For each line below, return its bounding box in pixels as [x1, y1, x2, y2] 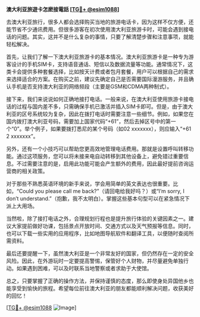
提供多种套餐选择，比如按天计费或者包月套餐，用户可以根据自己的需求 [21, 68, 194, 75]
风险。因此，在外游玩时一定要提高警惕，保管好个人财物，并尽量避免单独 [6, 258, 183, 264]
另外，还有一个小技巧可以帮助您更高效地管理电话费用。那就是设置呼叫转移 [6, 145, 189, 152]
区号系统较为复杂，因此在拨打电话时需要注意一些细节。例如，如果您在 [21, 110, 194, 118]
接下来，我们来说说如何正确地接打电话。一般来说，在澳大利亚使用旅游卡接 [6, 96, 189, 103]
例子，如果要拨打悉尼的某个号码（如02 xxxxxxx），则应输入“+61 [35, 125, 192, 132]
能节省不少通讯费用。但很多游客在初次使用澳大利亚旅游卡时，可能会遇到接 [6, 26, 189, 33]
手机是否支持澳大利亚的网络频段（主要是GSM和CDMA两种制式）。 [11, 83, 173, 90]
